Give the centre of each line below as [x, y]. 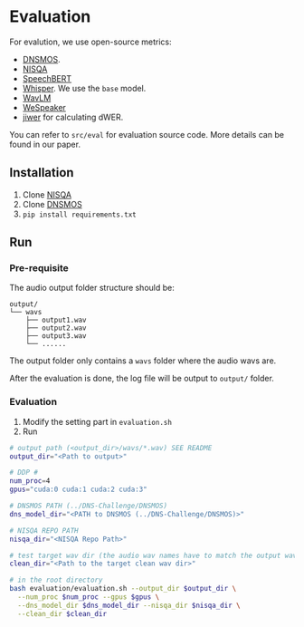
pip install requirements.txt [80, 215]
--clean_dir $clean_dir [62, 613]
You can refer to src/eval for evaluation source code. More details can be [147, 134]
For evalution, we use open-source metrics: [90, 42]
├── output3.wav [57, 336]
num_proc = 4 [30, 481]
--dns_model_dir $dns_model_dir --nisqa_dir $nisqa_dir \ [129, 605]
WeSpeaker [44, 107]
